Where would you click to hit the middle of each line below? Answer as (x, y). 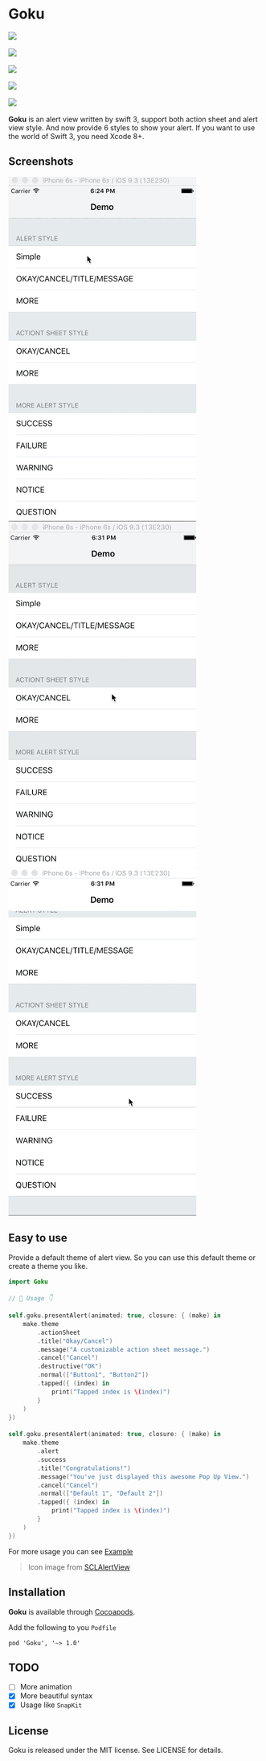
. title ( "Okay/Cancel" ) (75, 1341)
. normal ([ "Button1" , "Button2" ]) (93, 1375)
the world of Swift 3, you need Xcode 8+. (76, 136)
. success (52, 1459)
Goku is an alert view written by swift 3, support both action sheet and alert (133, 119)
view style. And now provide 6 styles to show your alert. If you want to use (132, 127)
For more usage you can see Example (71, 1551)
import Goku (28, 1282)
